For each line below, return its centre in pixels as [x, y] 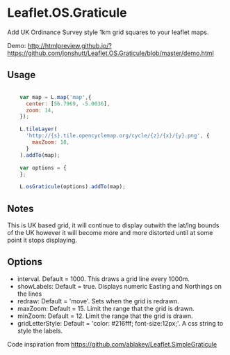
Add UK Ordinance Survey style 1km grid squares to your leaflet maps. [108, 32]
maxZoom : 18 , [51, 142]
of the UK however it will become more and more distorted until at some [110, 233]
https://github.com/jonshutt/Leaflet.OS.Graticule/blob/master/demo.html [110, 53]
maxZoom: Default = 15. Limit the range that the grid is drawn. [106, 308]
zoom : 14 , [40, 110]
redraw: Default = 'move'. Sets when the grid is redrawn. [98, 301]
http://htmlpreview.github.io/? [70, 45]
